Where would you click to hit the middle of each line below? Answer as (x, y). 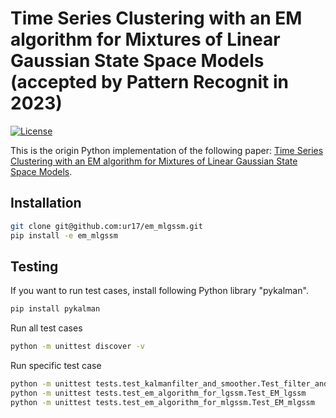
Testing (34, 266)
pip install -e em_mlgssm (64, 235)
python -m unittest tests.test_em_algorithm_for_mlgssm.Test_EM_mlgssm (162, 402)
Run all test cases (46, 328)
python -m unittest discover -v (77, 347)
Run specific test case (56, 366)
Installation (46, 203)
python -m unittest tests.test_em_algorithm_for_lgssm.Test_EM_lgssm (158, 393)
